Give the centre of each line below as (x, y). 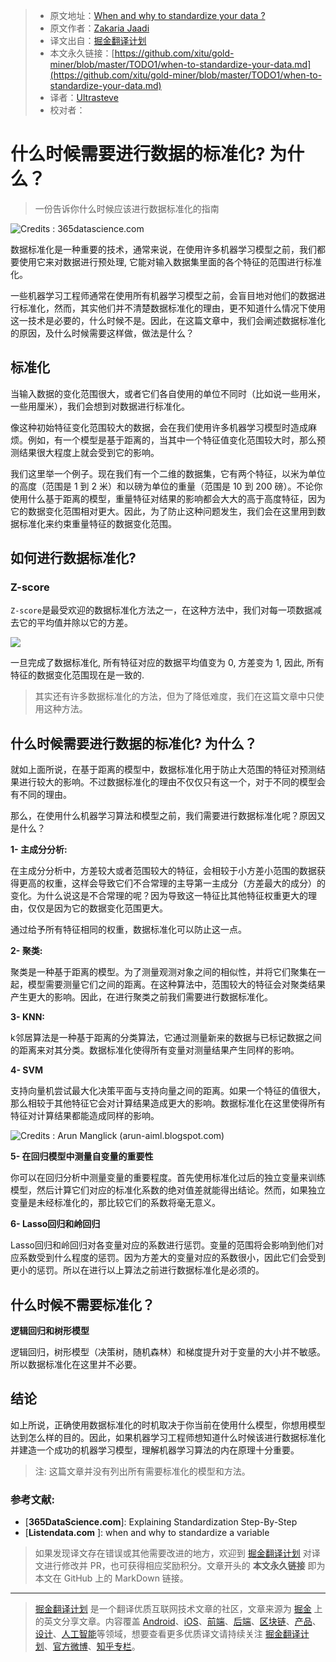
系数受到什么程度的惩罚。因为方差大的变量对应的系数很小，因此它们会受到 (172, 1258)
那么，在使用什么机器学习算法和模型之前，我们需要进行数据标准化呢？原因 (163, 816)
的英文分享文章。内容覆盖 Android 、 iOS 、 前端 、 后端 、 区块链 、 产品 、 (178, 1621)
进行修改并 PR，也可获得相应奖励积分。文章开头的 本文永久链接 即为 (184, 1566)
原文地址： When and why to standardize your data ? (157, 15)
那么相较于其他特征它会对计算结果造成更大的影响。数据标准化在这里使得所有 (168, 1103)
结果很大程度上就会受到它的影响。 (89, 452)
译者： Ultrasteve (84, 97)
